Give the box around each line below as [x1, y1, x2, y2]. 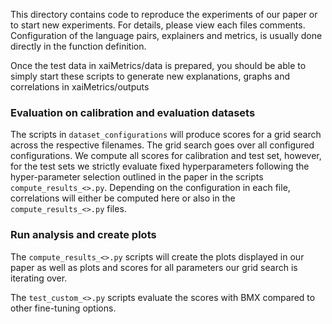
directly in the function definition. [10, 40, 147, 52]
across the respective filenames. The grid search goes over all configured [10, 139, 315, 151]
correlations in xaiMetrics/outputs [10, 81, 150, 93]
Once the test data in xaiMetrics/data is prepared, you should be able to [10, 60, 307, 71]
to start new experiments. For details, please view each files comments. [10, 19, 306, 31]
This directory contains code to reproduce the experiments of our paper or [10, 9, 318, 20]
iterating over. [10, 272, 68, 284]
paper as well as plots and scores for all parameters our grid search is [10, 261, 298, 273]
